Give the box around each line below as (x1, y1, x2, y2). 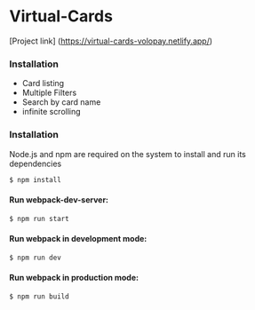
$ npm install (9, 175, 62, 184)
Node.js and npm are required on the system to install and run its (9, 148, 246, 159)
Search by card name (21, 97, 101, 107)
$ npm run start (9, 214, 69, 223)
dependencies (9, 158, 62, 169)
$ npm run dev (9, 253, 62, 262)
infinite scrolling (21, 107, 82, 117)
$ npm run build (9, 291, 69, 301)
